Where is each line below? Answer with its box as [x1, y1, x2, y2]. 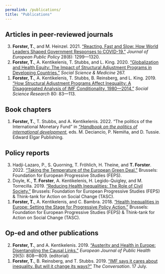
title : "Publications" [5, 12, 52, 17]
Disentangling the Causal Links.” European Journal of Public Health [12, 247, 151, 253]
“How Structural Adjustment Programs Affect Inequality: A [12, 80, 131, 86]
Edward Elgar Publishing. [12, 135, 64, 140]
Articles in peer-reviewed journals [5, 30, 113, 39]
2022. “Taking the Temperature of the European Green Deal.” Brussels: [12, 167, 158, 173]
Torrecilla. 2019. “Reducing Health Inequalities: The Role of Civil [12, 183, 143, 189]
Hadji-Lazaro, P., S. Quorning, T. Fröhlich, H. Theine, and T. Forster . [12, 162, 152, 168]
